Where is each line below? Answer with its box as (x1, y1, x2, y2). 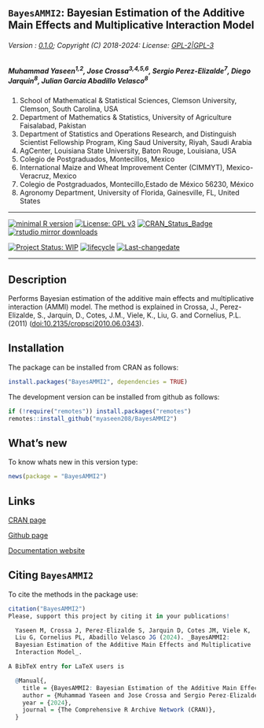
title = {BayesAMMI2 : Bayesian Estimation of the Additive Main (22, 684, 237, 692)
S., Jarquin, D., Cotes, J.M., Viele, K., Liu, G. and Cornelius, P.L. (36, 310, 241, 320)
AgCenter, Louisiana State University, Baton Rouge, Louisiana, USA (19, 146, 237, 156)
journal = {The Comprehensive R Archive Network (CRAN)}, (22, 706, 216, 714)
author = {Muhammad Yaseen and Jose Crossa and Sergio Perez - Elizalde (22, 691, 258, 700)
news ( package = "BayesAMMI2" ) (8, 473, 108, 481)
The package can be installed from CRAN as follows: (8, 362, 179, 372)
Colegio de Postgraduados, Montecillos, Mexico (19, 154, 175, 164)
